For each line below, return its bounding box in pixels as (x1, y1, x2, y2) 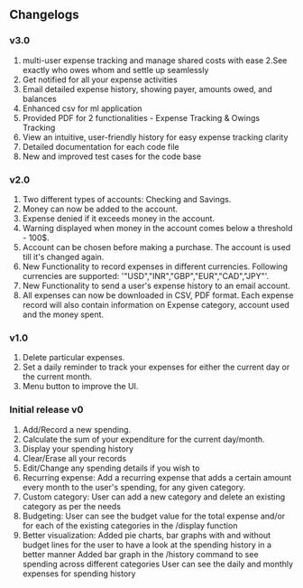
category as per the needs (22, 500, 122, 511)
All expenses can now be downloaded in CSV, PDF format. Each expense (22, 289, 294, 301)
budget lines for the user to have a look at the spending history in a (22, 539, 272, 550)
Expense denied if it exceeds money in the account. (22, 212, 215, 224)
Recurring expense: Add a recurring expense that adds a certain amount (22, 471, 292, 482)
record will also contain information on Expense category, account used (22, 299, 290, 310)
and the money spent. (22, 309, 105, 320)
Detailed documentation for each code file (22, 141, 179, 152)
